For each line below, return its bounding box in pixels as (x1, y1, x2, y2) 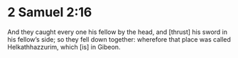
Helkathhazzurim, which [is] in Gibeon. (7, 42, 121, 51)
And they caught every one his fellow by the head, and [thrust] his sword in (7, 28, 228, 36)
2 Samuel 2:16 (7, 4, 92, 21)
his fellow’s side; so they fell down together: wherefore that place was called (7, 35, 231, 43)
